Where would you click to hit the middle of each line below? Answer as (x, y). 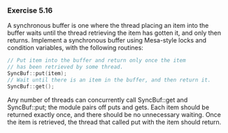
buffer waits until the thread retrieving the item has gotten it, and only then (114, 33)
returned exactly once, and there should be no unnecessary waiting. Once (114, 114)
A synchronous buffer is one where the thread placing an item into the (108, 26)
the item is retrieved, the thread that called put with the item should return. (114, 122)
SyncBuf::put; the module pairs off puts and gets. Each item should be (108, 107)
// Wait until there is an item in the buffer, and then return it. (109, 80)
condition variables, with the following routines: (75, 48)
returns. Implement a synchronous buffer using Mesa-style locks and (107, 40)
